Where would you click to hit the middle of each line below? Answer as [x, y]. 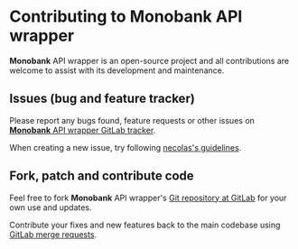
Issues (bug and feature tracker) [102, 99]
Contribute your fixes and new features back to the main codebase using [145, 225]
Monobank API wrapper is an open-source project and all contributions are [149, 60]
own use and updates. [51, 207]
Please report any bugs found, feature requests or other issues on [132, 120]
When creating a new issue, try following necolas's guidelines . [126, 147]
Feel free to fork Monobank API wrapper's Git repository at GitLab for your [148, 198]
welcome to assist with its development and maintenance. [117, 70]
